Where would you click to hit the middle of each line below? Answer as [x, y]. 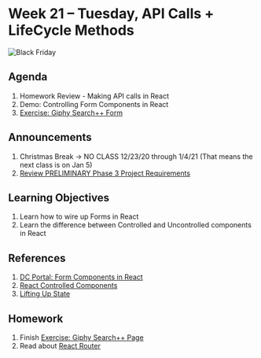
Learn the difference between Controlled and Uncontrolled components [135, 225]
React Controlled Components [68, 286]
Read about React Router [60, 346]
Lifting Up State [45, 294]
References [37, 258]
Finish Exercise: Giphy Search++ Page [81, 338]
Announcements [50, 137]
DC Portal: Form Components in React [81, 277]
